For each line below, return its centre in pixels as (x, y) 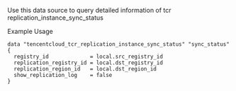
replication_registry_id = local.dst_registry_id (88, 63)
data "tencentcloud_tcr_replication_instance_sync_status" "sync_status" (119, 44)
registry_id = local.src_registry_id (88, 56)
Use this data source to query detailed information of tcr (89, 10)
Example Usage (30, 31)
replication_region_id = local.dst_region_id (85, 69)
